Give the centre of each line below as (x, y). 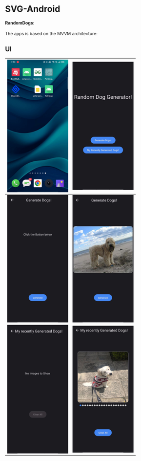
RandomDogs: (20, 22)
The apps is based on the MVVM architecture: (51, 34)
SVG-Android (33, 9)
